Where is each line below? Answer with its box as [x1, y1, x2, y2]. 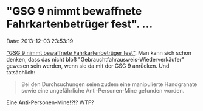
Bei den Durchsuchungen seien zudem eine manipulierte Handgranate [21, 81, 198, 88]
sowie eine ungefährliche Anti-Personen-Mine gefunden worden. [21, 87, 185, 94]
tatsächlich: [6, 68, 35, 76]
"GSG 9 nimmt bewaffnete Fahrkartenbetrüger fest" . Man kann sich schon [6, 49, 191, 56]
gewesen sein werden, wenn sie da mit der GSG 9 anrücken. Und [6, 62, 170, 70]
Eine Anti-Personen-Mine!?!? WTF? [6, 99, 94, 106]
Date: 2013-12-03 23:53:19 [6, 37, 74, 45]
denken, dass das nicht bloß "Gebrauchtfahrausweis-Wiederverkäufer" [6, 56, 184, 63]
